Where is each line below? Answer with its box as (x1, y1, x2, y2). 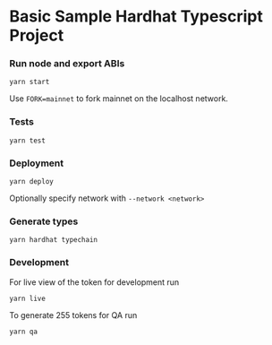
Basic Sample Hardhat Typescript (9, 6, 264, 27)
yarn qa (9, 327, 38, 336)
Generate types (9, 215, 79, 228)
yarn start (9, 78, 50, 87)
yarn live (9, 294, 47, 303)
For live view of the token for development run (9, 276, 180, 288)
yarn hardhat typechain (9, 236, 98, 245)
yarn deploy (9, 177, 54, 186)
